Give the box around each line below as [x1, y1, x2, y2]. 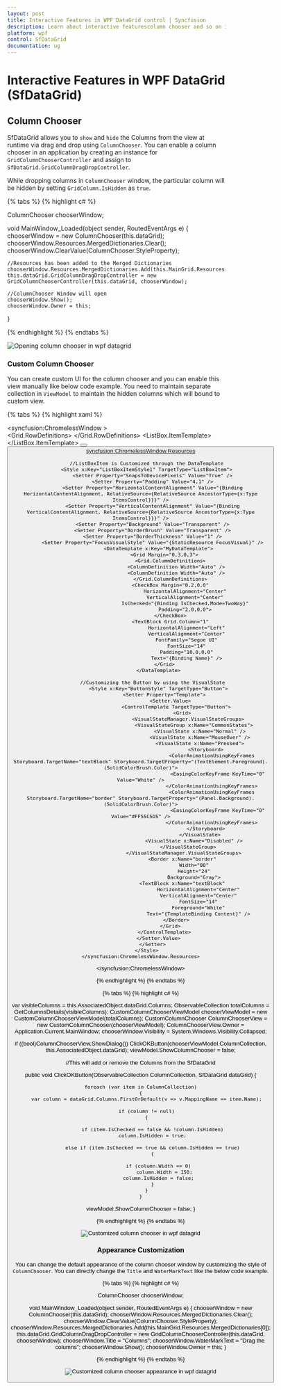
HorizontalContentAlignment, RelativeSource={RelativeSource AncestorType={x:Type [24, 490, 258, 497]
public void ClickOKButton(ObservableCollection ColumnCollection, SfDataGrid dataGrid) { [24, 1071, 257, 1078]
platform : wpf [7, 29, 49, 37]
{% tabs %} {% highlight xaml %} [7, 410, 103, 419]
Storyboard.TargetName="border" [26, 794, 116, 801]
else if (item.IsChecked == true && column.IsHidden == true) [65, 1144, 241, 1151]
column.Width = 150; [136, 1169, 193, 1176]
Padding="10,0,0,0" [159, 648, 214, 655]
